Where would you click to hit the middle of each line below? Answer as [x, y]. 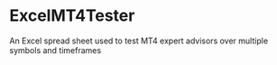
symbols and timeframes [55, 50]
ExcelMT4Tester [72, 16]
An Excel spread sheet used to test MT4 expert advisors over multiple [139, 41]
